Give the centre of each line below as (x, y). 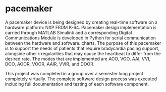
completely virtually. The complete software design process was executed (81, 79)
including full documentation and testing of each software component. (77, 84)
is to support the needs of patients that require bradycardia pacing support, (82, 48)
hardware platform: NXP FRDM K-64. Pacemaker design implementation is (81, 27)
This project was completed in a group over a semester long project (74, 73)
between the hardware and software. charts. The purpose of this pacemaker (83, 43)
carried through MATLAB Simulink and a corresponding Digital (69, 32)
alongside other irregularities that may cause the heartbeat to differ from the (83, 53)
